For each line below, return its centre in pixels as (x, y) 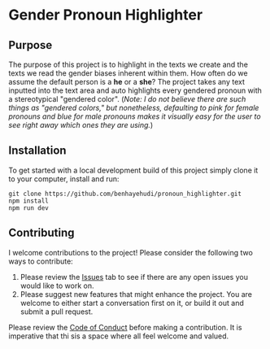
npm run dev (28, 208)
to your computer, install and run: (64, 179)
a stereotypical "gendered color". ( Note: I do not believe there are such (127, 99)
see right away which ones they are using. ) (81, 125)
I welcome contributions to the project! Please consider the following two (131, 252)
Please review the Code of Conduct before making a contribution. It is (125, 327)
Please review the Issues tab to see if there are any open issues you (134, 277)
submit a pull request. (57, 312)
